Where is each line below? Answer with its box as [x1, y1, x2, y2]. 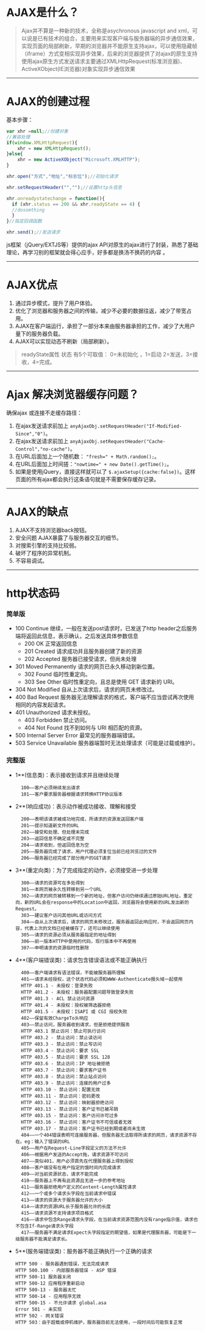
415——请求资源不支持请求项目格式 [21, 1210, 94, 1216]
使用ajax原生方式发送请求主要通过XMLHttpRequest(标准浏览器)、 [21, 57, 186, 65]
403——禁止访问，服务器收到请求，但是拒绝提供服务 [21, 1022, 130, 1028]
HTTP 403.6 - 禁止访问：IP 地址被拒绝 [21, 1060, 110, 1067]
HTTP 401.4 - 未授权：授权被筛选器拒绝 [21, 1002, 111, 1008]
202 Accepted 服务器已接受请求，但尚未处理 [24, 655, 137, 663]
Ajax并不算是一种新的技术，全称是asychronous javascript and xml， [21, 27, 193, 34]
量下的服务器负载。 [15, 330, 64, 337]
